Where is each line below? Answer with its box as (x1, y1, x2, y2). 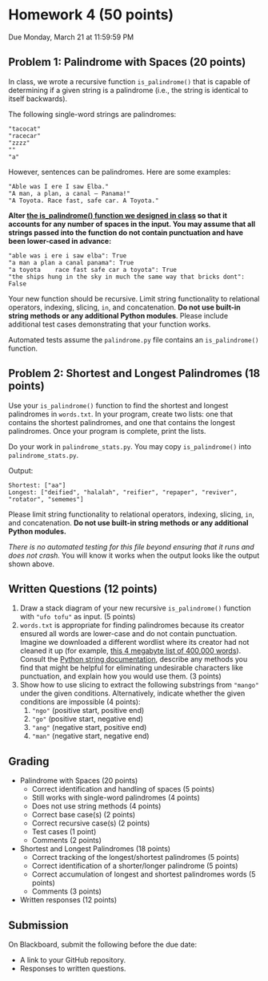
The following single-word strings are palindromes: (8, 109, 177, 119)
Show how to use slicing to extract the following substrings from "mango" (19, 680, 259, 690)
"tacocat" (8, 124, 42, 133)
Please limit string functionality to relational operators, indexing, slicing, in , (8, 509, 254, 519)
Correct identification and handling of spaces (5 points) (31, 784, 215, 794)
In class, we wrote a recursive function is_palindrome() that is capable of (8, 76, 250, 86)
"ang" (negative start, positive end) (31, 723, 147, 732)
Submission (8, 918, 70, 932)
